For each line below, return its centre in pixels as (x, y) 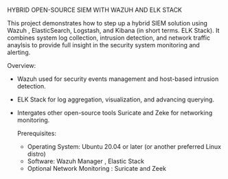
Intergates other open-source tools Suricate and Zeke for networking (115, 113)
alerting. (19, 52)
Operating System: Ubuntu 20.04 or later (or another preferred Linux (124, 146)
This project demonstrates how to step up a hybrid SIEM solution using (107, 23)
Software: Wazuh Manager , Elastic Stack (85, 161)
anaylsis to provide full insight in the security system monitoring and (104, 45)
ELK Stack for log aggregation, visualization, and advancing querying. (116, 99)
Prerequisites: (37, 133)
